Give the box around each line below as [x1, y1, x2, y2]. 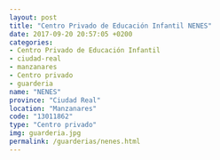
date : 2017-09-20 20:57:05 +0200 [9, 29, 133, 38]
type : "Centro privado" [9, 121, 98, 130]
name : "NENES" [9, 87, 62, 96]
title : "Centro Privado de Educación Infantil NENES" [9, 21, 213, 30]
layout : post [9, 12, 58, 22]
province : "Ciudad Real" [9, 95, 101, 105]
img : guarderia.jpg [9, 129, 82, 138]
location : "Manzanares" [9, 104, 98, 113]
